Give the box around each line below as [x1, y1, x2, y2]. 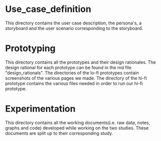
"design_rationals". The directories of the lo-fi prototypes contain [5, 70, 139, 76]
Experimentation [5, 103, 76, 115]
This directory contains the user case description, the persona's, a [5, 20, 142, 26]
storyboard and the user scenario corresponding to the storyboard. [5, 25, 144, 31]
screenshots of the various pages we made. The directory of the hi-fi [5, 75, 147, 81]
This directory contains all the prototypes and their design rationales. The [5, 59, 156, 65]
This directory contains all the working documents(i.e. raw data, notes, [5, 120, 151, 126]
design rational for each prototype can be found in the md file [5, 64, 132, 70]
